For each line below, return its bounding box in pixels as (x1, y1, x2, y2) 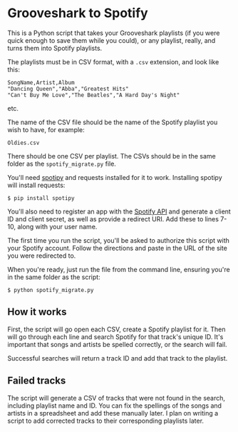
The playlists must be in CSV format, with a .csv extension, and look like (7, 57, 219, 66)
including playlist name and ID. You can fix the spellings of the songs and (7, 401, 222, 410)
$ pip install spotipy (7, 194, 75, 201)
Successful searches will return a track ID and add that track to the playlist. (7, 353, 228, 362)
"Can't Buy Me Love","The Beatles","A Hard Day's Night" (7, 91, 180, 99)
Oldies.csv (7, 139, 40, 146)
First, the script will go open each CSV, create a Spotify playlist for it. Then (7, 325, 226, 333)
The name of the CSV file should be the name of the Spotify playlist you (7, 118, 218, 126)
